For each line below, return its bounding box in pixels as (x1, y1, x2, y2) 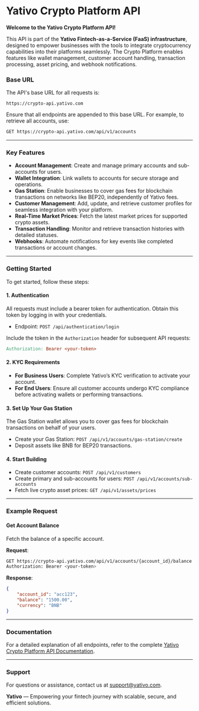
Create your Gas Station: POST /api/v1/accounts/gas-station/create (14, 436, 182, 443)
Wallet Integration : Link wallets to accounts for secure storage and (14, 174, 179, 182)
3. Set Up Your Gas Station (6, 405, 73, 412)
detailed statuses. (14, 231, 59, 239)
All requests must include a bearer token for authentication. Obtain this (6, 305, 179, 312)
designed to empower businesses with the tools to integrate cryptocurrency (6, 42, 191, 49)
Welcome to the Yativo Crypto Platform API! (6, 24, 116, 31)
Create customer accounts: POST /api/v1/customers (14, 469, 142, 476)
